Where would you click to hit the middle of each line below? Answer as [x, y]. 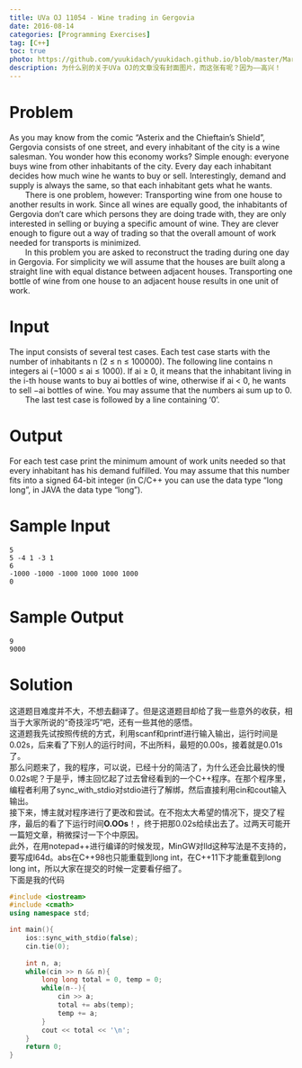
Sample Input [60, 525]
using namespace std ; [50, 914]
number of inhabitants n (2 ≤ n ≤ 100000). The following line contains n [141, 361]
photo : [22, 59]
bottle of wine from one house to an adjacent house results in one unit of [144, 281]
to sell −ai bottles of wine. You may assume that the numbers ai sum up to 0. [151, 390]
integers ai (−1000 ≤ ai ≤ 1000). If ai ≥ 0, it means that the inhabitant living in [151, 371]
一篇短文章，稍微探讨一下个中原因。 [76, 835]
